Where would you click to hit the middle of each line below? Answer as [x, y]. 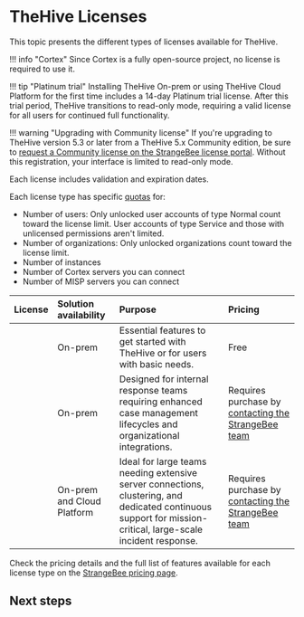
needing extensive [158, 472]
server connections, [161, 484]
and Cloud [79, 501]
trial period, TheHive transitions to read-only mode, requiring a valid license [150, 105]
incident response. [159, 540]
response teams [153, 390]
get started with [153, 341]
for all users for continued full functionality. [90, 115]
